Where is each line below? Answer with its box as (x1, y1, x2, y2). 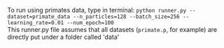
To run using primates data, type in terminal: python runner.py (7, 6, 187, 14)
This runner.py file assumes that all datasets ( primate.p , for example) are (7, 26, 218, 33)
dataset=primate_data (7, 13, 71, 20)
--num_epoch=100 (66, 19, 114, 26)
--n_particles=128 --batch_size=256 (73, 13, 180, 20)
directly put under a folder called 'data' (7, 33, 120, 41)
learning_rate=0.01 (7, 19, 64, 26)
